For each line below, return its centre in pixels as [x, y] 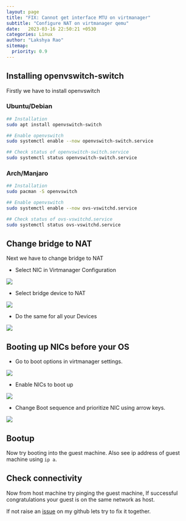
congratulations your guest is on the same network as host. [81, 499]
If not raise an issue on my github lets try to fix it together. [78, 511]
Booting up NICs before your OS [68, 347]
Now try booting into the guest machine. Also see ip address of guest [93, 453]
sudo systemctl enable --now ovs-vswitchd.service [72, 208]
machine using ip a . [32, 460]
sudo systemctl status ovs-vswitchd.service [64, 225]
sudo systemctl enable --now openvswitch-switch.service [80, 141]
